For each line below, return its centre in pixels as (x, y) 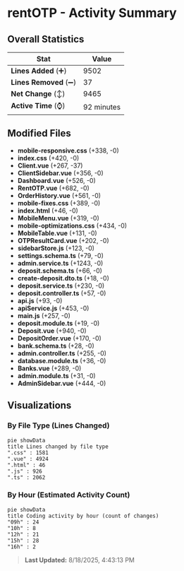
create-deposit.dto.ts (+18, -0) (63, 278)
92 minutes (102, 107)
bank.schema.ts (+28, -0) (56, 346)
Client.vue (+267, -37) (50, 165)
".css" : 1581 (28, 453)
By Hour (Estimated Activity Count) (69, 495)
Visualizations (39, 405)
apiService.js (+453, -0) (53, 308)
